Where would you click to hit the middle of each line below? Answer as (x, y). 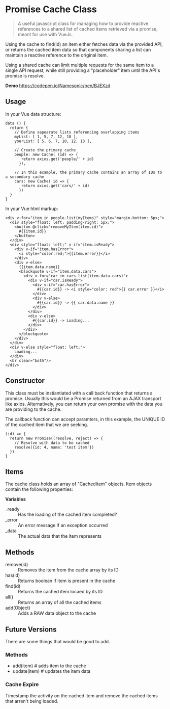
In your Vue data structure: (33, 114)
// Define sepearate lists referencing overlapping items (77, 132)
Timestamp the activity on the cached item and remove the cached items (82, 695)
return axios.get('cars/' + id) (55, 186)
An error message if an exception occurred (63, 526)
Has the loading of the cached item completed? (67, 515)
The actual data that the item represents (60, 536)
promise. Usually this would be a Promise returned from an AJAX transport (83, 398)
